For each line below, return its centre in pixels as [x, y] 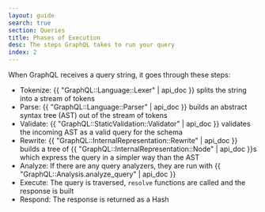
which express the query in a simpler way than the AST [110, 157]
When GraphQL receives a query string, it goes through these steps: [119, 75]
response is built [47, 191]
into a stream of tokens [57, 98]
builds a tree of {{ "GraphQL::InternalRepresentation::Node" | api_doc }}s [138, 149]
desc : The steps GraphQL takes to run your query [92, 45]
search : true [30, 23]
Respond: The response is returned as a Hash [94, 199]
